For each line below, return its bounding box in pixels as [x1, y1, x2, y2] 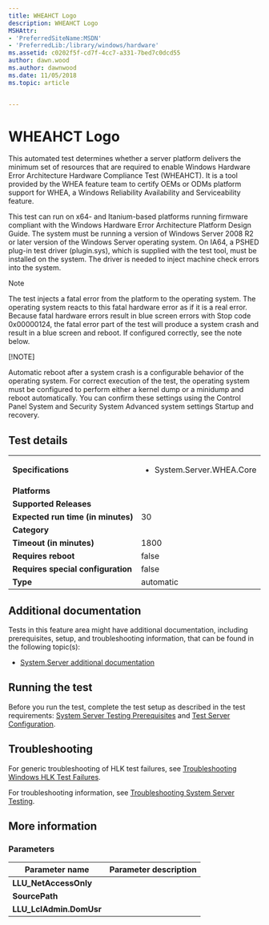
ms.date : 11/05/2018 [8, 71, 78, 79]
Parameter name [24, 864, 90, 875]
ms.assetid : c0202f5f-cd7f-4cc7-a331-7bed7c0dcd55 [8, 49, 181, 57]
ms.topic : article [8, 79, 70, 87]
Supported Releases [12, 499, 92, 510]
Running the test [8, 681, 93, 694]
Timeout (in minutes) [12, 538, 94, 549]
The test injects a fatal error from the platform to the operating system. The [8, 294, 256, 304]
